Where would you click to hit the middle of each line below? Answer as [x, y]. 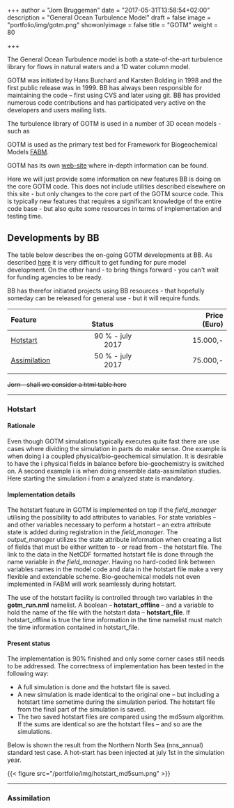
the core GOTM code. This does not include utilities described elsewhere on [116, 186]
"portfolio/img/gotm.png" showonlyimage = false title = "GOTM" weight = [112, 25]
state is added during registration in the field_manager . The [93, 532]
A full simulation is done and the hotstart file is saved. [94, 687]
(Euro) [212, 324]
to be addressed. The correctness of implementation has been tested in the [116, 666]
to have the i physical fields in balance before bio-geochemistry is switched [116, 463]
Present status [29, 643]
